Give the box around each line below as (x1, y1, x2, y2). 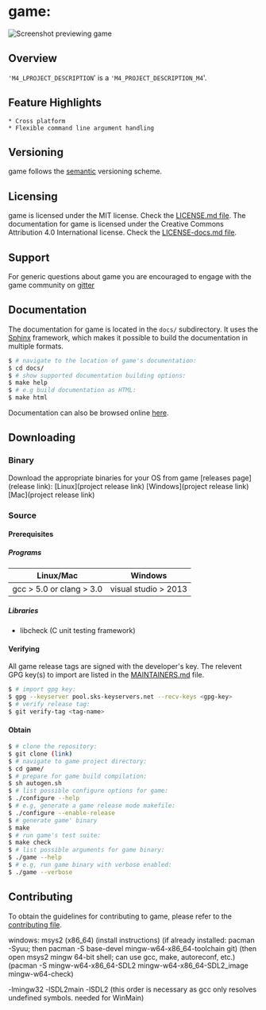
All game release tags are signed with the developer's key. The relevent (8, 662, 242, 671)
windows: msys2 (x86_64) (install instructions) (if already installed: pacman (8, 935, 256, 945)
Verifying (8, 643, 40, 654)
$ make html (8, 394, 48, 402)
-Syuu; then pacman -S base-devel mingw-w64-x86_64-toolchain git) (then (8, 943, 256, 953)
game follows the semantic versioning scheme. (8, 166, 163, 177)
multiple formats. (8, 341, 64, 351)
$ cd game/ (8, 764, 44, 773)
